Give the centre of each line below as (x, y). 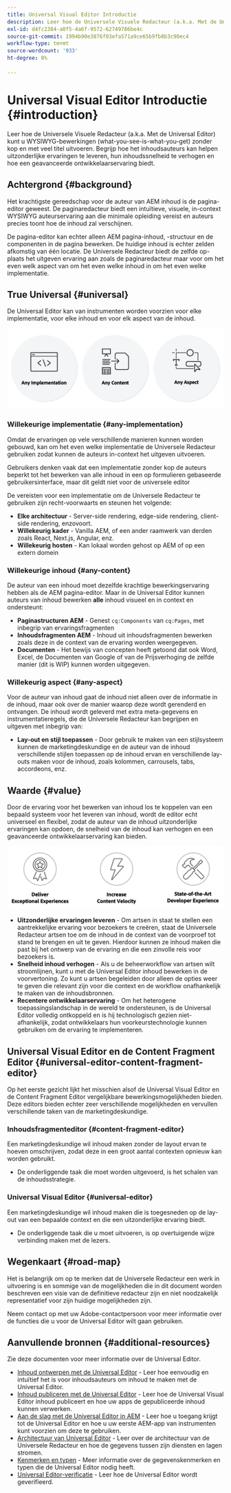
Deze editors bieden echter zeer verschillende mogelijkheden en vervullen (112, 1104)
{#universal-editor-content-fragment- (119, 1062)
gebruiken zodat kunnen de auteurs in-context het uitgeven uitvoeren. (107, 454)
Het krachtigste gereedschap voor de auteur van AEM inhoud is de (101, 201)
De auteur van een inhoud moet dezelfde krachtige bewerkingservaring (108, 585)
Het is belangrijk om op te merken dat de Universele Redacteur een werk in (113, 1278)
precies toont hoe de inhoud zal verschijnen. (70, 223)
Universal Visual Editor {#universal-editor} (80, 1197)
